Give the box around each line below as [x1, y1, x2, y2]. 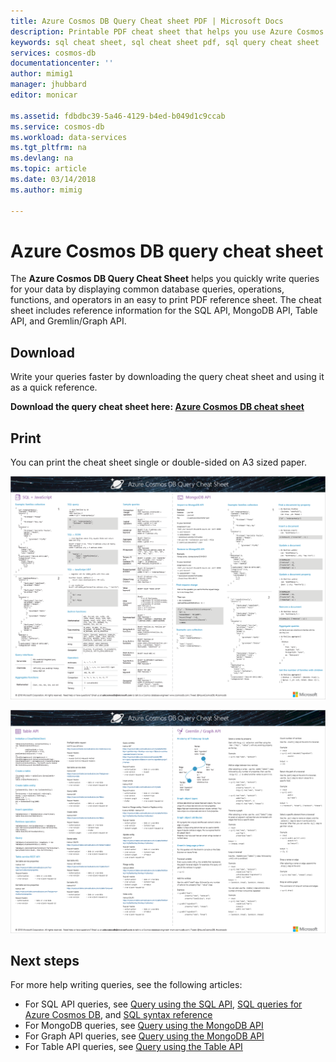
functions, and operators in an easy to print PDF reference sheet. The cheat [10, 294, 322, 306]
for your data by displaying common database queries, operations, [10, 283, 285, 295]
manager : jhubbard [10, 80, 87, 90]
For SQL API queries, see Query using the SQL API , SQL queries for [24, 998, 303, 1010]
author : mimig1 [10, 69, 74, 79]
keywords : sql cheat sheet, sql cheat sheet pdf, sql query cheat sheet [10, 37, 320, 47]
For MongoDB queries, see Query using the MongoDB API [24, 1020, 264, 1032]
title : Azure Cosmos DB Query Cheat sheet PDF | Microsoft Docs [10, 16, 284, 26]
